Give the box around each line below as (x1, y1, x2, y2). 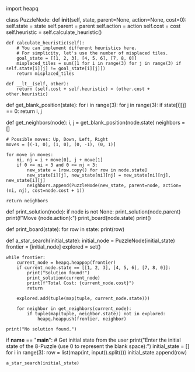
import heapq (6, 5, 39, 12)
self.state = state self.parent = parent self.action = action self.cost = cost (6, 23, 181, 29)
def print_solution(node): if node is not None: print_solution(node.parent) (6, 208, 181, 215)
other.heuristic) (6, 91, 48, 97)
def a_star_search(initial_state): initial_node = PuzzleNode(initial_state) (6, 237, 175, 244)
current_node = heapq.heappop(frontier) (16, 260, 116, 266)
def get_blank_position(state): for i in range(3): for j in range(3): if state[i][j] (6, 102, 186, 108)
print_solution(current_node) (27, 275, 100, 281)
